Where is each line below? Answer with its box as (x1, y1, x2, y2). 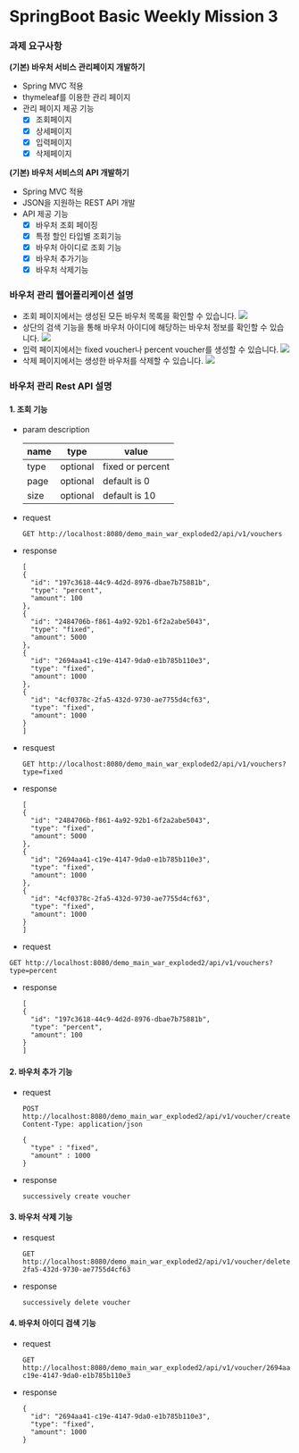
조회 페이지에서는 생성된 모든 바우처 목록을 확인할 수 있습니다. (21, 311, 237, 322)
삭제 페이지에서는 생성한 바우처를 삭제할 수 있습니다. (21, 356, 203, 366)
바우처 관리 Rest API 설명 (9, 380, 112, 392)
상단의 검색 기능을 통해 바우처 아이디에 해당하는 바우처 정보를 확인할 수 (21, 322, 268, 332)
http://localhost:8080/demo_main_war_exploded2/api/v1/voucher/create (21, 1112, 291, 1121)
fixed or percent (102, 460, 170, 473)
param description (21, 424, 90, 435)
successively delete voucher (21, 1298, 131, 1306)
